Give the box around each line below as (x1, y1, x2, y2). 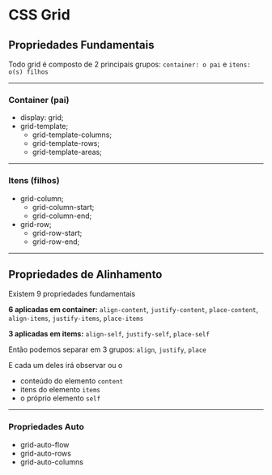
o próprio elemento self (19, 393, 101, 403)
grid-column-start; (32, 202, 95, 212)
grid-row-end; (32, 237, 80, 246)
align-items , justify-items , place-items (8, 314, 144, 323)
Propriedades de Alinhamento (8, 267, 163, 281)
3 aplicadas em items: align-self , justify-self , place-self (8, 329, 210, 339)
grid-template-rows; (32, 139, 100, 148)
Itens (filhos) (8, 175, 60, 186)
